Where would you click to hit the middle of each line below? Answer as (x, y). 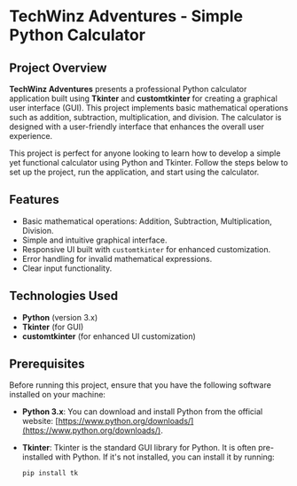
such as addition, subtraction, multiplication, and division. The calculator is (145, 117)
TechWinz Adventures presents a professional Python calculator (128, 89)
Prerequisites (47, 364)
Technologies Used (63, 296)
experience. (31, 136)
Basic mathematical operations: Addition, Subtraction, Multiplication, (147, 221)
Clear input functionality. (67, 268)
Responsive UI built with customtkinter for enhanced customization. (146, 249)
